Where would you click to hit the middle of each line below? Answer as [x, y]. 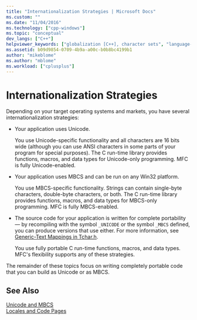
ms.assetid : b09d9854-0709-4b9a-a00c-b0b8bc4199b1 [69, 50]
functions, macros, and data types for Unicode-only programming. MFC [101, 159]
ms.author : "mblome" [31, 60]
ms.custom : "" [23, 17]
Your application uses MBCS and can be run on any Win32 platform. [97, 177]
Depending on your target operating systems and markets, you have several [98, 112]
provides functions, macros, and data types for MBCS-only [86, 201]
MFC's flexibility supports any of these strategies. [74, 255]
